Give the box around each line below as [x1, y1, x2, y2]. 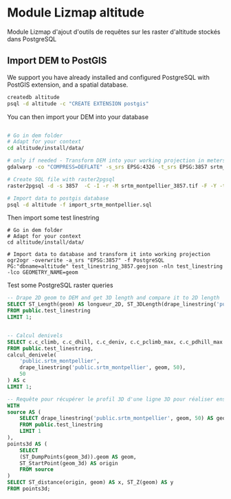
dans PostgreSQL [7, 34, 57, 43]
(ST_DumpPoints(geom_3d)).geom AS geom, [19, 453, 137, 460]
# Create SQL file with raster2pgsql [7, 176, 115, 183]
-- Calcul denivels [7, 332, 63, 339]
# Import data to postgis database [7, 195, 109, 202]
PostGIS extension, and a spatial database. [7, 81, 129, 89]
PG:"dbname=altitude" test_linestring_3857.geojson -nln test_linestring [7, 263, 223, 270]
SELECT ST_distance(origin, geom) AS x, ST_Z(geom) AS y [7, 479, 174, 486]
